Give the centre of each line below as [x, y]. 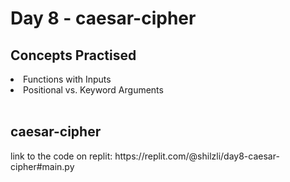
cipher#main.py [42, 166]
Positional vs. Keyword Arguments [93, 90]
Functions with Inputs [67, 79]
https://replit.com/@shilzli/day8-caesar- [197, 156]
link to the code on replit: [61, 156]
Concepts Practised [73, 55]
